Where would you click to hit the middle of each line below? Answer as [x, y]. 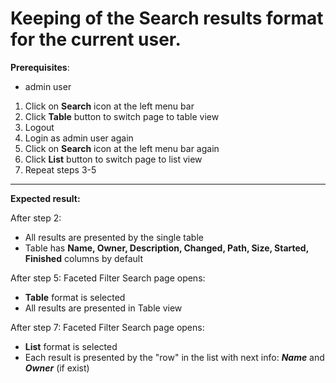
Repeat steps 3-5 [60, 169]
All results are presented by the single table [114, 237]
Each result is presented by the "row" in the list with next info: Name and [174, 357]
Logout [39, 127]
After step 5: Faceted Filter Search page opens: [108, 278]
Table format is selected [75, 297]
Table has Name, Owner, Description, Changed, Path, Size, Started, [166, 248]
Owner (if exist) [57, 368]
